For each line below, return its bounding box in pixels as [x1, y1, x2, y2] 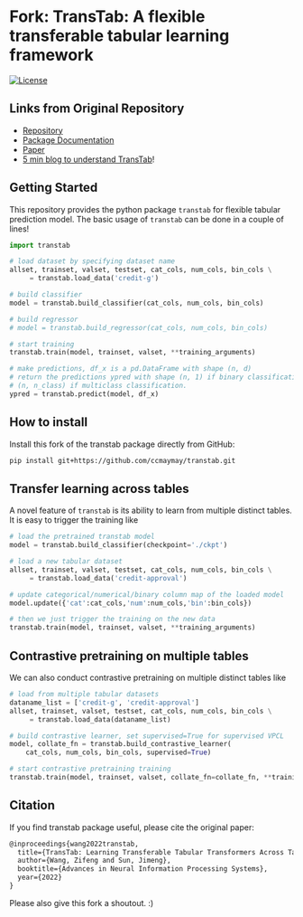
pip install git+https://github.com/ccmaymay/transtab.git [9, 456, 236, 465]
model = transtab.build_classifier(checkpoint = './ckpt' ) [9, 541, 228, 550]
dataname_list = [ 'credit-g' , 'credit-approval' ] [9, 698, 200, 707]
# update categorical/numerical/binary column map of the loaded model [9, 590, 284, 599]
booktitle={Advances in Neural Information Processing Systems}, [17, 865, 269, 874]
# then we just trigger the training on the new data [9, 615, 216, 624]
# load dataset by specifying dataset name [9, 257, 176, 266]
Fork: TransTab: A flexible [9, 6, 206, 27]
